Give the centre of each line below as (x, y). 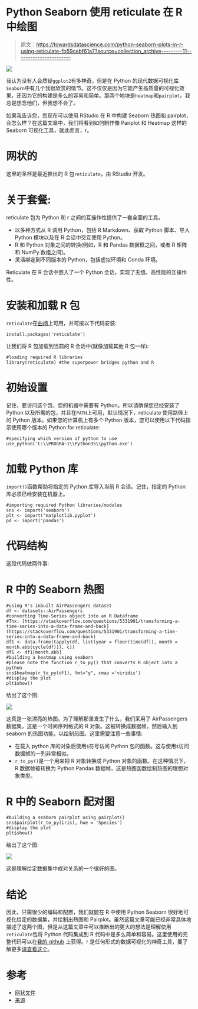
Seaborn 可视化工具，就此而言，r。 (49, 130)
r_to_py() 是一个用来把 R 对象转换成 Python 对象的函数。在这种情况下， (102, 761)
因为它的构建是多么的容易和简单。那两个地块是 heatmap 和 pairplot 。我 (106, 95)
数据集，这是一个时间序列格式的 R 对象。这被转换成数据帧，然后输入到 (92, 726)
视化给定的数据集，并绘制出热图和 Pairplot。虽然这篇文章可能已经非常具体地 (99, 920)
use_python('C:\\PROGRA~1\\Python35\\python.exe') (70, 444)
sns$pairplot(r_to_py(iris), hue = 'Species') (64, 823)
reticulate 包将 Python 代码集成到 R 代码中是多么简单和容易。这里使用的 (94, 934)
